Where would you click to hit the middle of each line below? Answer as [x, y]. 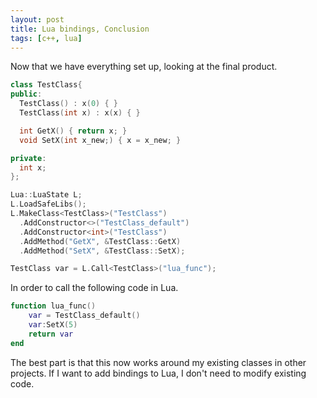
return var [51, 334]
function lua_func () [53, 306]
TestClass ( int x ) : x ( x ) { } [80, 113]
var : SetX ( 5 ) [53, 325]
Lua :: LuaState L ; [46, 195]
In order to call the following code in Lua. [94, 288]
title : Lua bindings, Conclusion [80, 29]
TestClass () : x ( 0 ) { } [68, 104]
